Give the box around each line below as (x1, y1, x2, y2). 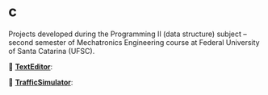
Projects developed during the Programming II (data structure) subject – (8, 29, 248, 39)
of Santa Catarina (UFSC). (8, 46, 95, 56)
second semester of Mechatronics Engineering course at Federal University (8, 37, 260, 47)
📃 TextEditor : (8, 61, 53, 71)
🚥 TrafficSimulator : (8, 77, 73, 87)
